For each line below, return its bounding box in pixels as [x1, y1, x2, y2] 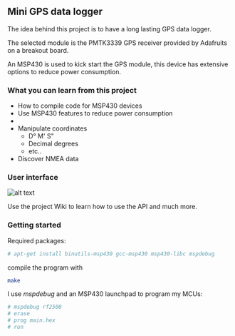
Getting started [7, 220, 62, 230]
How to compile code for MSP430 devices [17, 101, 142, 110]
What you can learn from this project [7, 85, 137, 95]
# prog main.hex [7, 317, 56, 324]
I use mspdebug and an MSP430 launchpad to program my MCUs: [7, 290, 203, 298]
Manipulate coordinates [17, 124, 88, 133]
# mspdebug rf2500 [7, 303, 62, 311]
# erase [7, 310, 31, 317]
